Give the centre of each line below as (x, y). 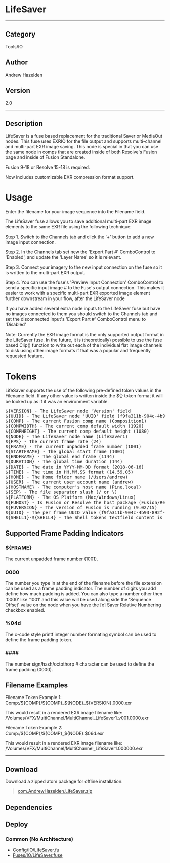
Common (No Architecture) (39, 839)
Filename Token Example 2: (34, 728)
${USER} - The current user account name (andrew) (69, 482)
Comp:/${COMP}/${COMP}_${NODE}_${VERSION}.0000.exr (69, 703)
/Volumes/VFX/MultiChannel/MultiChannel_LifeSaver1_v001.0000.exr (77, 718)
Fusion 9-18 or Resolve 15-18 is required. (48, 167)
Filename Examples (37, 686)
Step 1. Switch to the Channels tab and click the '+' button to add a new (80, 237)
